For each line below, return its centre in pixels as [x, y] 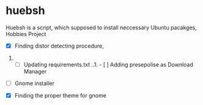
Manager [35, 71]
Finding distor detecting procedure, [59, 46]
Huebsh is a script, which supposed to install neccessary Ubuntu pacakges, [101, 27]
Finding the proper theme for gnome [60, 96]
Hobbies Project [26, 34]
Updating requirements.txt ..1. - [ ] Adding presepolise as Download [109, 64]
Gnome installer [35, 84]
